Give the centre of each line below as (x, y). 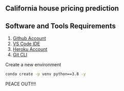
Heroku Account (30, 49)
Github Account (29, 39)
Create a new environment (33, 65)
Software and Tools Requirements (61, 26)
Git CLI (20, 55)
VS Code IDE (26, 44)
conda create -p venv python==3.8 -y (46, 74)
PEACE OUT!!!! (21, 84)
